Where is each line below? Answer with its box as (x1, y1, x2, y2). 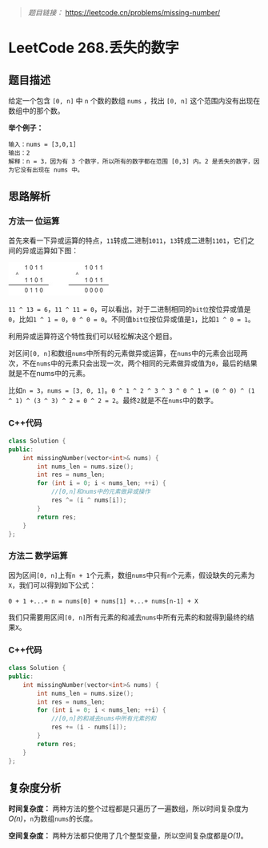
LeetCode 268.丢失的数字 (8, 39, 180, 57)
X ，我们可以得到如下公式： (8, 580, 97, 590)
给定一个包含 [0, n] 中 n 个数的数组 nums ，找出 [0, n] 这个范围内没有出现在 (8, 96, 261, 105)
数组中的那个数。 (8, 106, 65, 115)
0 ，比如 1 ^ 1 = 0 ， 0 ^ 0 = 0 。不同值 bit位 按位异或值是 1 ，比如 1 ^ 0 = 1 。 (8, 314, 256, 324)
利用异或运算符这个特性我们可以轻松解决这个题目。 (8, 331, 177, 341)
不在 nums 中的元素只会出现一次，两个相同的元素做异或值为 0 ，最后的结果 (22, 358, 258, 368)
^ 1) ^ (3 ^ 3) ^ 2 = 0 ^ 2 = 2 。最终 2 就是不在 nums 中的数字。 (8, 395, 218, 405)
